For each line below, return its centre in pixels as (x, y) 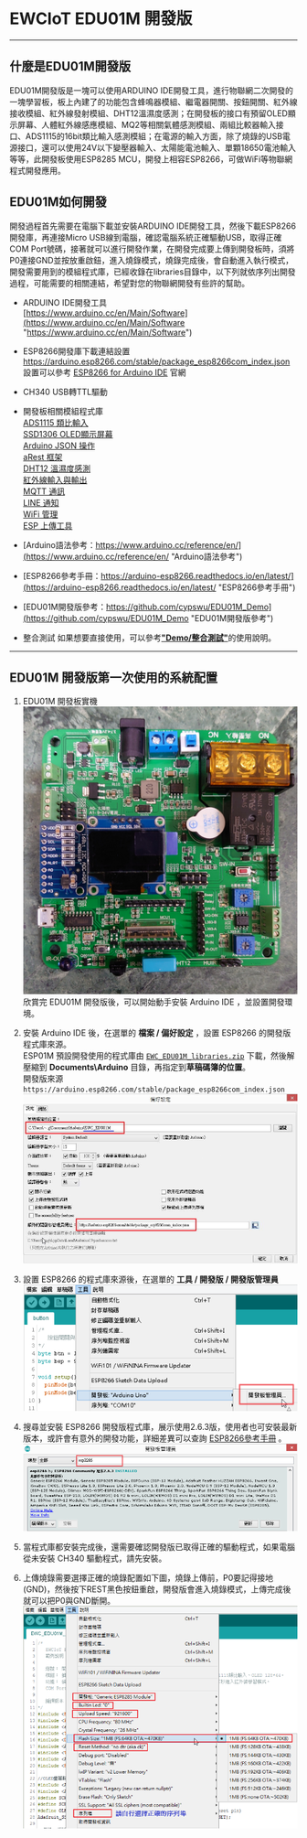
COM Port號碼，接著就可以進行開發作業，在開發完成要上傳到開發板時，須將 (152, 249)
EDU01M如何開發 (58, 202)
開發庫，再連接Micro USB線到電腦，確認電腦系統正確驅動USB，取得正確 (146, 237)
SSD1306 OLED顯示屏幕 (68, 434)
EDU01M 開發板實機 (60, 702)
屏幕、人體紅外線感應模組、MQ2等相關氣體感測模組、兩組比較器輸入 (146, 124)
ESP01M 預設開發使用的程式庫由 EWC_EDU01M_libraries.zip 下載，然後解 (159, 1056)
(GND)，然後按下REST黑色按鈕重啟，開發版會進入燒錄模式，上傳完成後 (157, 1589)
